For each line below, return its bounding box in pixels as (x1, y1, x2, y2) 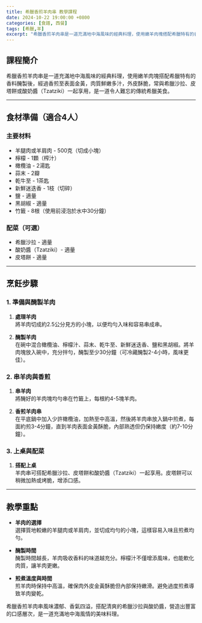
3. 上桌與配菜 (6, 447, 44, 455)
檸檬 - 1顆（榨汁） (14, 154, 60, 162)
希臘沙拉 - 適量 (14, 238, 53, 245)
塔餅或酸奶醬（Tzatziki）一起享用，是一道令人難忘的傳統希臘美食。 (6, 87, 173, 94)
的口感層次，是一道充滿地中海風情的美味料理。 (6, 610, 122, 618)
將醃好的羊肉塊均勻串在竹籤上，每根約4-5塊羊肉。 (14, 394, 140, 402)
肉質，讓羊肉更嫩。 (14, 562, 63, 569)
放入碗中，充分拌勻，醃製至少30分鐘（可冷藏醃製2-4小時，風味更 (25, 348, 189, 356)
